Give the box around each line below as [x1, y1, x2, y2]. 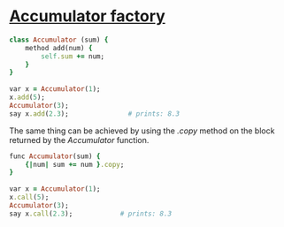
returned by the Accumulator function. [9, 134, 150, 145]
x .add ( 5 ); [9, 93, 46, 102]
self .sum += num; [41, 51, 104, 61]
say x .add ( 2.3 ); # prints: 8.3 [9, 109, 180, 118]
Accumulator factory [9, 6, 165, 26]
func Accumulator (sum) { [9, 152, 101, 161]
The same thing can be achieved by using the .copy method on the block [9, 125, 275, 136]
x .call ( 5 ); [9, 193, 50, 202]
